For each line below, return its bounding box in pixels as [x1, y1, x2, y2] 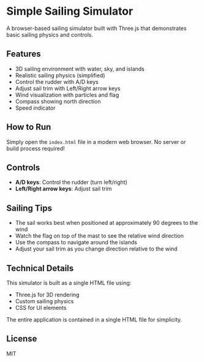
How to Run [6, 122, 51, 132]
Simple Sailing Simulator [6, 4, 134, 18]
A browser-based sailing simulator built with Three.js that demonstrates [6, 25, 187, 32]
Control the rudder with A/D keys [15, 78, 99, 85]
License [6, 334, 37, 344]
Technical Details [6, 263, 74, 273]
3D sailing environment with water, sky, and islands [15, 65, 145, 72]
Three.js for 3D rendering [15, 291, 80, 298]
